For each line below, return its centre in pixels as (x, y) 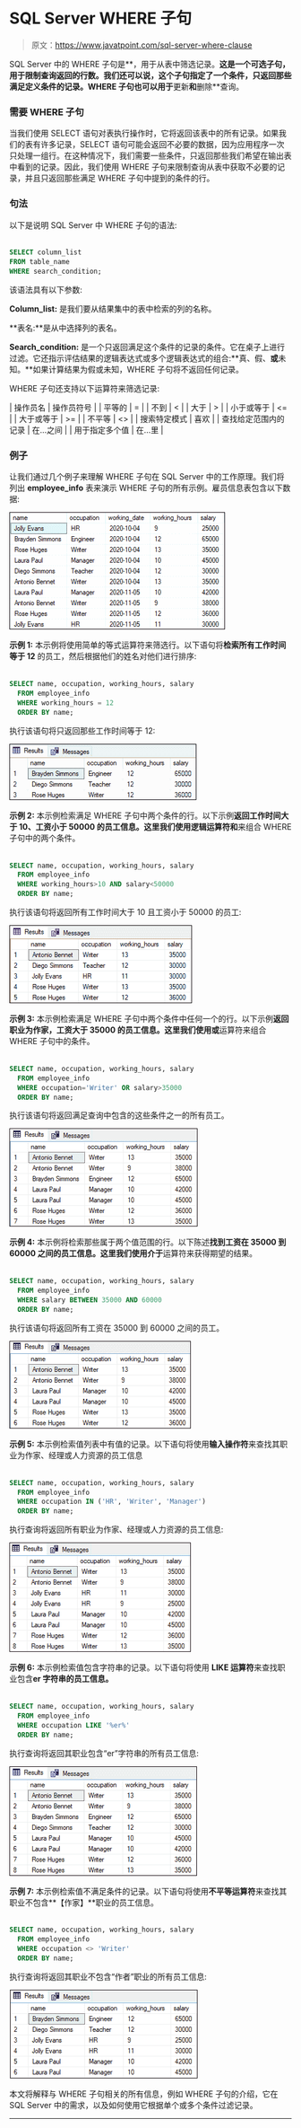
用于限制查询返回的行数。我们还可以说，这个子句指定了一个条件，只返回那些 (150, 75)
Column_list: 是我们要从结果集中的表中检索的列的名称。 (113, 309)
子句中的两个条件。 (45, 838)
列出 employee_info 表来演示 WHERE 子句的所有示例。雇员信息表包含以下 (146, 488)
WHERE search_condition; (56, 272)
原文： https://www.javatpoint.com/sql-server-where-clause (142, 45)
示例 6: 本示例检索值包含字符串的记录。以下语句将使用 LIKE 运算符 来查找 (143, 1667)
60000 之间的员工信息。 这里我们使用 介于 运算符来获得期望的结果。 (133, 1253)
